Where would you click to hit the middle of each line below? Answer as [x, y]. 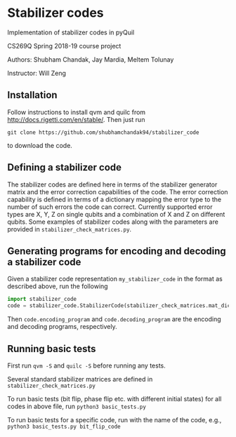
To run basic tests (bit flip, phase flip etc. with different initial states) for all [114, 398]
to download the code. [40, 145]
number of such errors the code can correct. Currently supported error [110, 207]
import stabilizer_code [42, 300]
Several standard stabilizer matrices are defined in [80, 379]
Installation [32, 95]
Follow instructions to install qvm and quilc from [77, 112]
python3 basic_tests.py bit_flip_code [64, 426]
